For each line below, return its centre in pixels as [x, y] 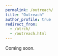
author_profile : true [28, 19]
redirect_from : [21, 24]
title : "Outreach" [25, 15]
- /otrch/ [20, 29]
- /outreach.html [28, 34]
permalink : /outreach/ [29, 10]
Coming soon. [20, 48]
